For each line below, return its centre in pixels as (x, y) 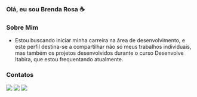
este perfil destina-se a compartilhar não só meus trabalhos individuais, (103, 47)
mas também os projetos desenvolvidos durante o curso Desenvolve (99, 53)
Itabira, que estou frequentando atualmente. (69, 60)
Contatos (20, 75)
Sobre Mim (22, 27)
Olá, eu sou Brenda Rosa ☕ (46, 9)
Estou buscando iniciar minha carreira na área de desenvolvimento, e (100, 40)
